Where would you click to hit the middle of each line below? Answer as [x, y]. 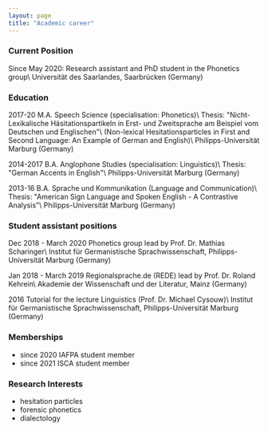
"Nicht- [238, 115]
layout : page [30, 16]
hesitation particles [51, 401]
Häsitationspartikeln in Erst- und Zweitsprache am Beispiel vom [155, 124]
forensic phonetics [51, 409]
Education [29, 97]
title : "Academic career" [51, 23]
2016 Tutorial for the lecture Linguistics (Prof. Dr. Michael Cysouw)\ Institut [131, 299]
